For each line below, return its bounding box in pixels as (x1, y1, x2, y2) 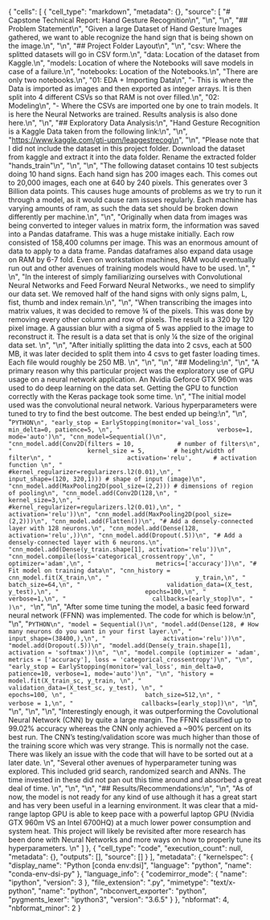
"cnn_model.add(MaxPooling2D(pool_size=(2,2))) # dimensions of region (8, 482, 253, 490)
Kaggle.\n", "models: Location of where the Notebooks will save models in (8, 58, 254, 68)
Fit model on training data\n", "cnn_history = (8, 567, 171, 575)
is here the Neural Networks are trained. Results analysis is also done (8, 109, 238, 119)
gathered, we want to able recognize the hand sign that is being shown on (8, 32, 254, 42)
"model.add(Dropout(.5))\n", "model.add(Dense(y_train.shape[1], (8, 642, 231, 650)
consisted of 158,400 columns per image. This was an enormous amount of (8, 237, 259, 247)
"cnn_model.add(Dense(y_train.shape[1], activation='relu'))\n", (8, 546, 231, 554)
